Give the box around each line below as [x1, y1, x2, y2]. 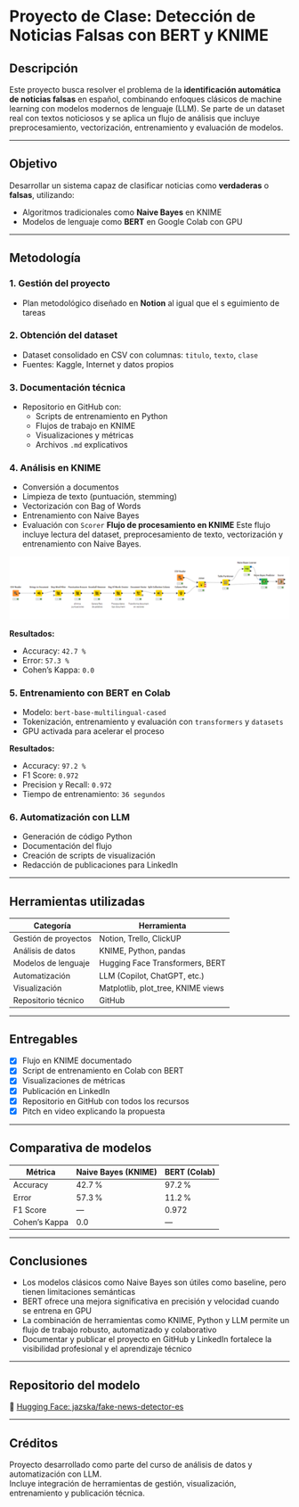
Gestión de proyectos [12, 933, 92, 943]
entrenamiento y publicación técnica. [9, 1487, 145, 1498]
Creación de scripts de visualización [21, 850, 156, 861]
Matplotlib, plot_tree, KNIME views [99, 983, 224, 993]
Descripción [9, 61, 78, 76]
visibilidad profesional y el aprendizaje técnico [21, 1344, 193, 1355]
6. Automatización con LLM [9, 811, 131, 823]
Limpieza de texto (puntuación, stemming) [21, 491, 178, 502]
